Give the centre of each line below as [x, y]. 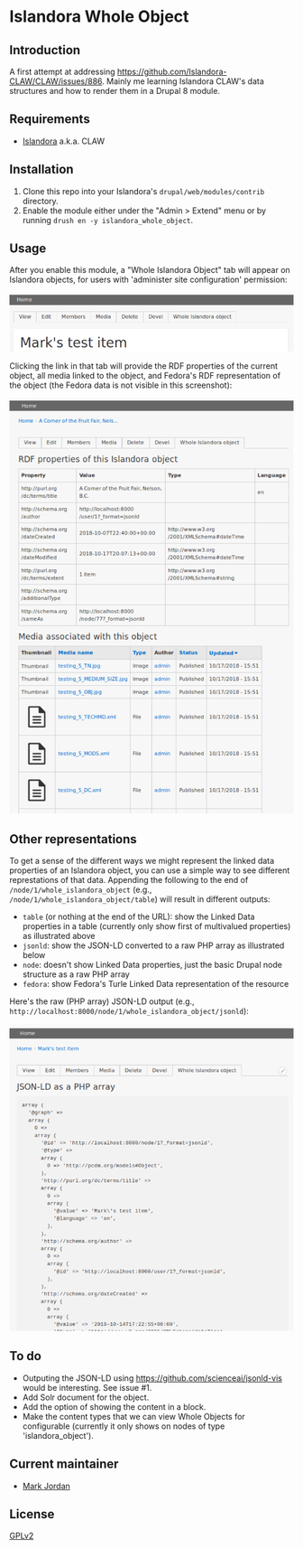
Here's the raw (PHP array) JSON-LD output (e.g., [102, 1001]
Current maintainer [64, 1465]
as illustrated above [59, 936]
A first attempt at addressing [62, 71]
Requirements [50, 119]
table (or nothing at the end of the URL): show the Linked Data [138, 917]
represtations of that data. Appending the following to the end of [129, 880]
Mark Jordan [46, 1486]
